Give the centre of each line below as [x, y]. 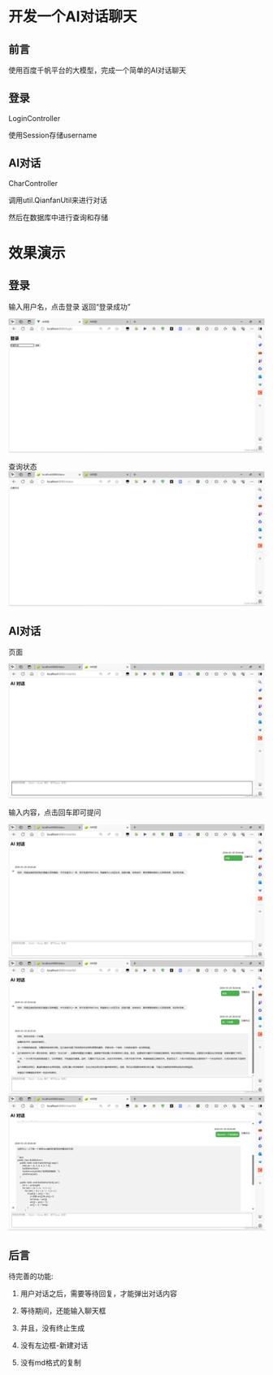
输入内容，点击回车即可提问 [55, 812]
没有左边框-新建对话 [54, 1346]
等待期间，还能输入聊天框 [63, 1311]
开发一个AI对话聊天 [73, 17]
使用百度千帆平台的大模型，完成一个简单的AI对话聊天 [97, 70]
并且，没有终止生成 [52, 1328]
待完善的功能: [31, 1277]
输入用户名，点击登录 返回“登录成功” [70, 306]
